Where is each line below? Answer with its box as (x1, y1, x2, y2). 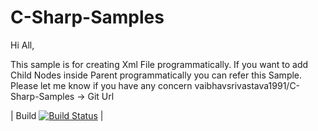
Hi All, (10, 39, 35, 51)
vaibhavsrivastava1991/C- (194, 79, 301, 91)
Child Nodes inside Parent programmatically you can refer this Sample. (10, 69, 303, 81)
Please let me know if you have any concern (10, 79, 193, 91)
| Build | (10, 109, 104, 121)
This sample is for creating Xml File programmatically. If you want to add (10, 58, 309, 70)
